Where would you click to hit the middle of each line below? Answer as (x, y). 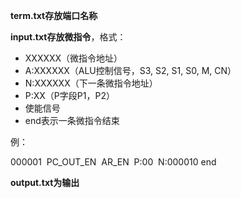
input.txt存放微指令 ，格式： (68, 37)
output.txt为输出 (45, 182)
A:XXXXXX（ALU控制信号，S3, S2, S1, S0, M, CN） (130, 70)
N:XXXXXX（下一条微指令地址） (91, 83)
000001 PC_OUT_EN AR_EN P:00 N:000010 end (113, 162)
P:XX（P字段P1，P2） (69, 95)
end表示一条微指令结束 (72, 120)
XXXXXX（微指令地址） (73, 58)
